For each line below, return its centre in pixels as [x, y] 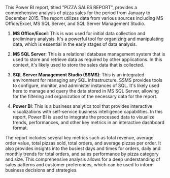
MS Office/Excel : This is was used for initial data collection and [79, 33]
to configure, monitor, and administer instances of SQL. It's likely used [86, 85]
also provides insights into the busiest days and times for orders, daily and [83, 149]
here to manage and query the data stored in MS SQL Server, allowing [86, 91]
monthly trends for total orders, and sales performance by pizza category [82, 154]
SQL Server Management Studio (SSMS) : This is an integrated [78, 75]
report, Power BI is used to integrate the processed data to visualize [83, 117]
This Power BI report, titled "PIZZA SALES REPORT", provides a [71, 7]
